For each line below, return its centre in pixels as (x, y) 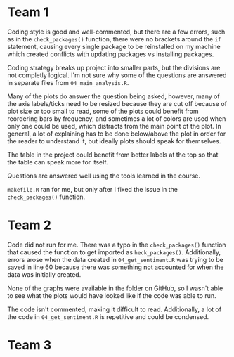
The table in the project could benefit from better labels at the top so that (113, 155)
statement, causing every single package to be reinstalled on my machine (114, 46)
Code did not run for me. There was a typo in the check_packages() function (117, 245)
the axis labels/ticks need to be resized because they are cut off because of (117, 103)
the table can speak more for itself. (58, 162)
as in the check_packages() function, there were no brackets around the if (114, 39)
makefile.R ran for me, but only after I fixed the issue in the (92, 189)
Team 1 (28, 12)
